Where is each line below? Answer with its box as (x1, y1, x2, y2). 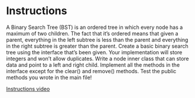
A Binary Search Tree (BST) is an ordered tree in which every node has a (6, 24, 183, 31)
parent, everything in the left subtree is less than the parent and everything (6, 36, 188, 43)
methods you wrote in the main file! (6, 74, 92, 81)
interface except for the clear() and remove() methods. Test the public (6, 67, 177, 74)
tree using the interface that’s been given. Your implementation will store (6, 48, 183, 55)
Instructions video (6, 85, 50, 92)
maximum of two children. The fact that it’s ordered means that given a (6, 30, 178, 37)
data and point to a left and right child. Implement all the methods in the (6, 61, 180, 68)
